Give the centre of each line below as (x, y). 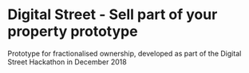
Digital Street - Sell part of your (113, 15)
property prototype (73, 31)
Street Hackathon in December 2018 (67, 62)
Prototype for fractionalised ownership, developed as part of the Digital (125, 53)
